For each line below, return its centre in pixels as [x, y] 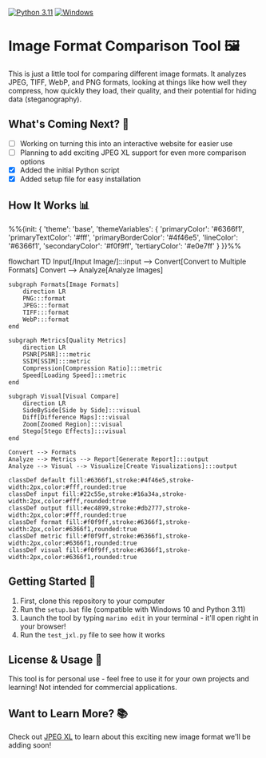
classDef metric [35, 536]
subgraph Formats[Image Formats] [64, 284]
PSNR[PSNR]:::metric [57, 354]
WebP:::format [46, 319]
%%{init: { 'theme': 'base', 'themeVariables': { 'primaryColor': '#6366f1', [127, 228]
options [32, 161]
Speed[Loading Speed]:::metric [75, 375]
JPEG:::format [46, 305]
